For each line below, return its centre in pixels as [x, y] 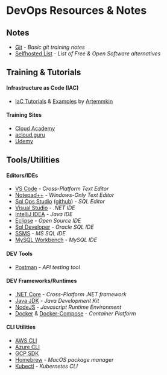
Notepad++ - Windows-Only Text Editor [65, 195]
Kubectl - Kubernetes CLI [46, 366]
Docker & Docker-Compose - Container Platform [75, 313]
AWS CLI [26, 340]
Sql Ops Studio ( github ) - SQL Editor [60, 202]
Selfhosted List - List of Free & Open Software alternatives [88, 54]
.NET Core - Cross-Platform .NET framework [71, 294]
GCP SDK [27, 353]
